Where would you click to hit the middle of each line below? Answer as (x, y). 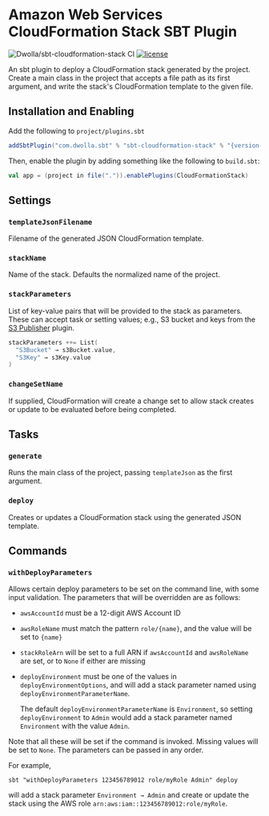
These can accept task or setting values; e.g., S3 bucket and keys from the (132, 319)
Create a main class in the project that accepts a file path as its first (119, 78)
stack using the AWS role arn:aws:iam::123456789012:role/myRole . (118, 804)
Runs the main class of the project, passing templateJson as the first (120, 473)
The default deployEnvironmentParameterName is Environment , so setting (136, 709)
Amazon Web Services (86, 15)
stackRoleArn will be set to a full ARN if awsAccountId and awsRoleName (134, 653)
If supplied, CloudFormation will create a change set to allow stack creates (131, 401)
